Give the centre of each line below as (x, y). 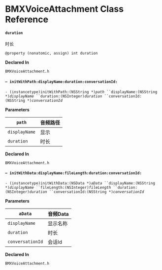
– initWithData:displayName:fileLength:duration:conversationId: (73, 173)
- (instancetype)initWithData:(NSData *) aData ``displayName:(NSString (80, 183)
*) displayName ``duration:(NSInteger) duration (54, 96)
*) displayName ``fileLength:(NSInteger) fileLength (58, 187)
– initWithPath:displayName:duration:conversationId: (62, 82)
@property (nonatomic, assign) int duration (51, 53)
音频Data (58, 214)
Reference (27, 19)
